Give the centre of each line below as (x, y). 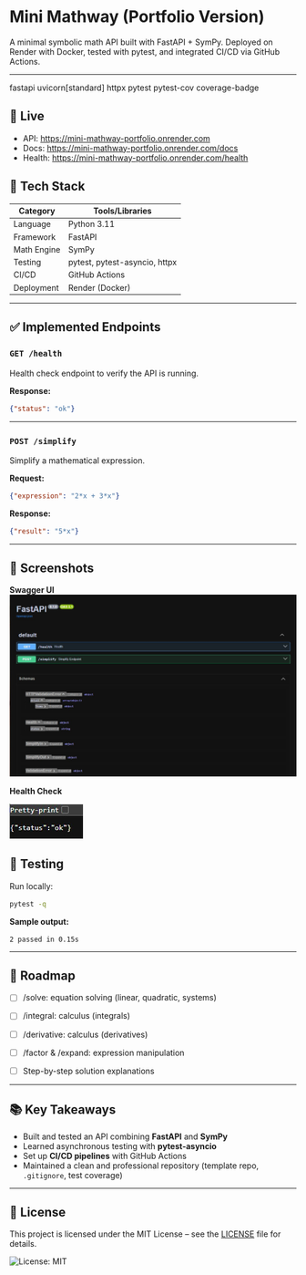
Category (37, 211)
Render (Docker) (99, 287)
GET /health (36, 354)
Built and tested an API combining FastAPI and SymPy (125, 1136)
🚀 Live (27, 116)
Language (32, 224)
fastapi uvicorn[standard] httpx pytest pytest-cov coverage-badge (134, 88)
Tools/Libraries (122, 211)
